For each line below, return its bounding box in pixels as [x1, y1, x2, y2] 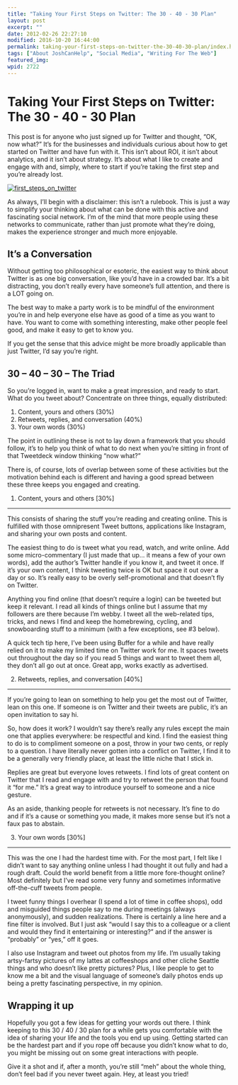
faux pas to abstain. [7, 820, 65, 828]
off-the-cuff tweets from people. [7, 884, 103, 892]
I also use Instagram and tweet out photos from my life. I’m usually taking [7, 949, 221, 957]
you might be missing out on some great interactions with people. [7, 1049, 199, 1057]
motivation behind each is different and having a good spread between [7, 473, 214, 482]
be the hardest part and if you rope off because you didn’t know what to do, [7, 1041, 229, 1050]
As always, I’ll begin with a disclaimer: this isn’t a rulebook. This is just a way [7, 197, 230, 206]
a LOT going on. [7, 289, 55, 298]
